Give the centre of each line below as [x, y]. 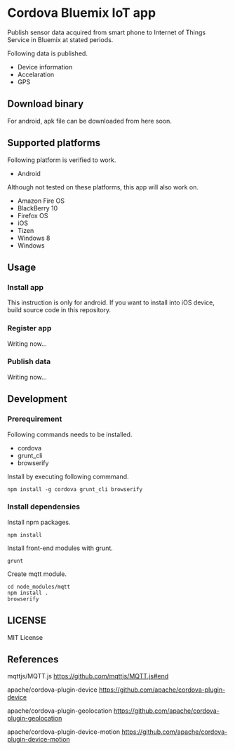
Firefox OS [33, 215]
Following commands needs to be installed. [70, 434]
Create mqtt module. [37, 574]
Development [38, 399]
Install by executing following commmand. [68, 476]
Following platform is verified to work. [62, 160]
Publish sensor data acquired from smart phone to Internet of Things [106, 32]
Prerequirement [35, 419]
